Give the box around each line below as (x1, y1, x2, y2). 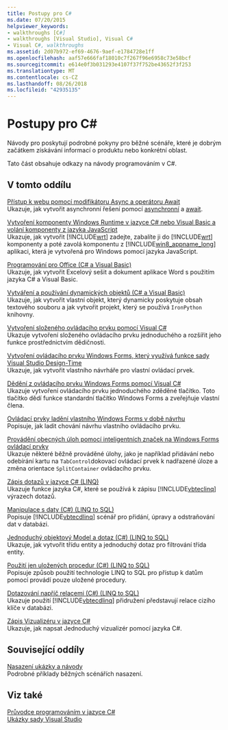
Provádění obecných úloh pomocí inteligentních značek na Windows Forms (7, 435, 219, 443)
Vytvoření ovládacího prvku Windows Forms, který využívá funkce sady (7, 351, 210, 360)
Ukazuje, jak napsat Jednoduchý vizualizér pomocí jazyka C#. (7, 624, 183, 632)
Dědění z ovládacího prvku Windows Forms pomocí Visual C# (7, 379, 181, 388)
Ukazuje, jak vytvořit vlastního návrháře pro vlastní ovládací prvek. (7, 366, 195, 374)
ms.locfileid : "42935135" (7, 86, 81, 93)
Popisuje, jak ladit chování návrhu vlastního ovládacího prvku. (7, 421, 181, 429)
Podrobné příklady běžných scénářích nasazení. (7, 670, 143, 678)
